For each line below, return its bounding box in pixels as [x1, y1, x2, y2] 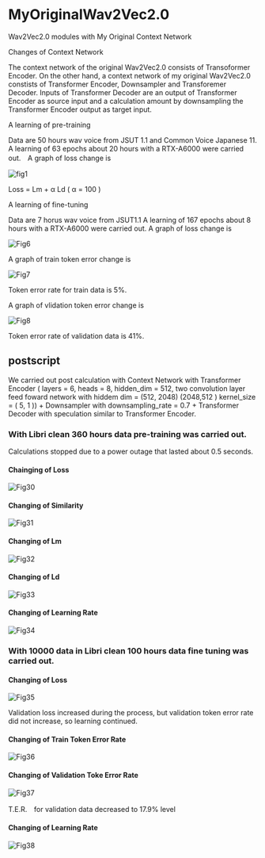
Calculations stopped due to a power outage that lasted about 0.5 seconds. [8, 446, 254, 457]
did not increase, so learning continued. [8, 716, 138, 726]
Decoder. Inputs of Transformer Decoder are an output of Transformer [8, 87, 237, 97]
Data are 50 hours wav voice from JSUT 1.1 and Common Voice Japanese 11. [8, 135, 257, 144]
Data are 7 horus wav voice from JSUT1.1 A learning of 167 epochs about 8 [8, 215, 252, 224]
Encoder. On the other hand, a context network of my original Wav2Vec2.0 [8, 71, 252, 80]
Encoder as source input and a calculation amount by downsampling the [8, 96, 244, 105]
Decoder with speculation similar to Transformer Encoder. [8, 408, 196, 418]
